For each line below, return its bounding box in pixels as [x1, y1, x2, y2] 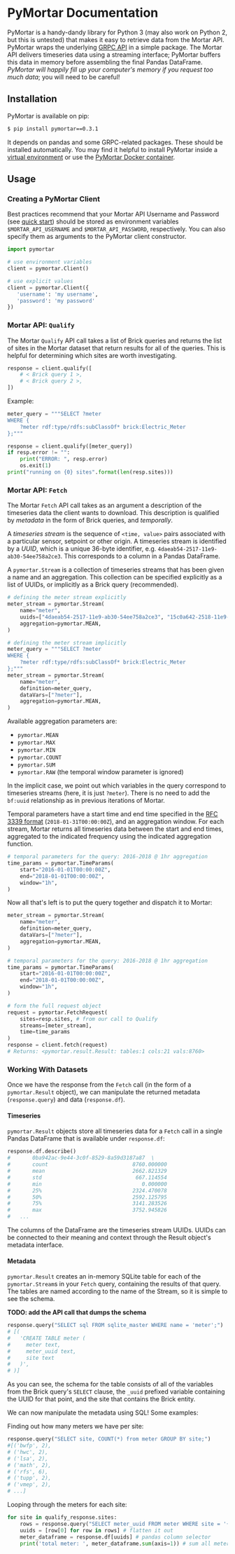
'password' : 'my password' [16, 297, 96, 304]
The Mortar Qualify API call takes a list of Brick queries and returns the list [7, 336, 222, 345]
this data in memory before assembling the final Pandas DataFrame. [7, 57, 203, 66]
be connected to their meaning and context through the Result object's [7, 1233, 211, 1242]
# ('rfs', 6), [7, 1468, 49, 1476]
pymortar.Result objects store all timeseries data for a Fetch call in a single [7, 1127, 222, 1136]
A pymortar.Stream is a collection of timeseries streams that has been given [7, 565, 225, 574]
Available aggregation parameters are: [7, 717, 117, 726]
